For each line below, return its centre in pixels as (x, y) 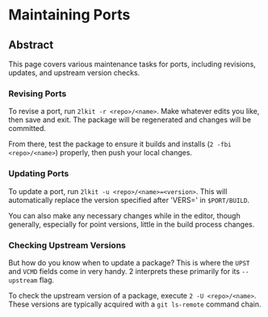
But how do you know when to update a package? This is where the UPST (129, 262)
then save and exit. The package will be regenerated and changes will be (130, 120)
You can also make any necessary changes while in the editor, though (124, 215)
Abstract (31, 45)
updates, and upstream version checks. (74, 73)
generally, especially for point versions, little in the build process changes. (132, 224)
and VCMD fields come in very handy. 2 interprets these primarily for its (124, 271)
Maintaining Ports (69, 15)
